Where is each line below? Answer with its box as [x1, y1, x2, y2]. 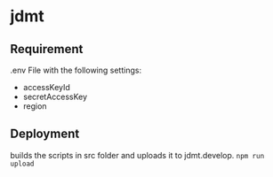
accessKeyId [22, 82, 70, 92]
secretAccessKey [22, 91, 88, 102]
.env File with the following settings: [10, 65, 141, 75]
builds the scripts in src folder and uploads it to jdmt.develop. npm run [10, 150, 265, 160]
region [22, 101, 47, 112]
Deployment [10, 127, 80, 142]
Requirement [10, 42, 84, 57]
